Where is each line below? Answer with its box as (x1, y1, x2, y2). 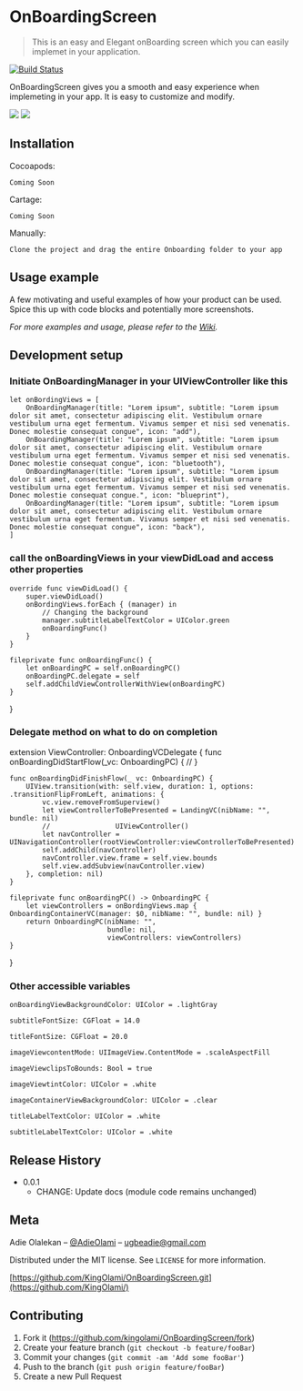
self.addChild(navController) (42, 845, 157, 854)
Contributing (9, 1308, 84, 1324)
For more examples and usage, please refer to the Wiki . (9, 321, 218, 332)
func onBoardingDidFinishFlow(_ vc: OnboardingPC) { (9, 773, 214, 783)
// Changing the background (42, 608, 148, 617)
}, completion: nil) (25, 869, 104, 879)
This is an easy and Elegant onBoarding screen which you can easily (31, 36, 289, 47)
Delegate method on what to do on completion (9, 726, 218, 739)
